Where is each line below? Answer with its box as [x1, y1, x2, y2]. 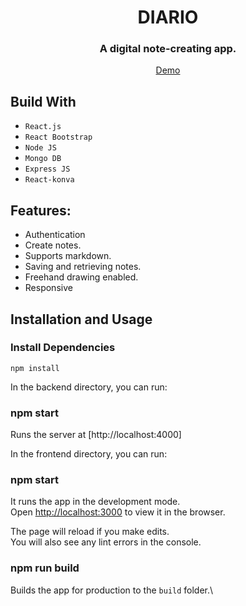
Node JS [24, 143, 57, 153]
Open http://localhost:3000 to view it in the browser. [10, 506, 226, 518]
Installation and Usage [10, 311, 153, 328]
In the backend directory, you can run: [10, 381, 168, 393]
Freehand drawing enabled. [24, 271, 139, 283]
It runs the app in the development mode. [10, 496, 181, 508]
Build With [10, 93, 77, 110]
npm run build [10, 561, 80, 575]
